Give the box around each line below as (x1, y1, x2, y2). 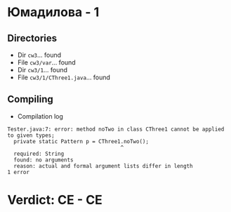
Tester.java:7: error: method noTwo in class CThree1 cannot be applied (7, 126, 225, 133)
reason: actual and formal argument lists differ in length (13, 162, 193, 169)
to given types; (7, 131, 55, 139)
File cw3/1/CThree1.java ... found (17, 73, 111, 81)
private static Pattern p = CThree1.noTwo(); (13, 138, 150, 145)
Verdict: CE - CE (7, 192, 103, 208)
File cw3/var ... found (17, 58, 76, 67)
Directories (7, 32, 58, 44)
